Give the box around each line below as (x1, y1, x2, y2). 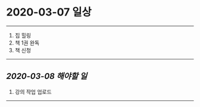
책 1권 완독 (14, 39, 40, 46)
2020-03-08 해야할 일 (6, 71, 87, 81)
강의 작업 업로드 (14, 88, 52, 95)
